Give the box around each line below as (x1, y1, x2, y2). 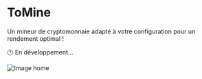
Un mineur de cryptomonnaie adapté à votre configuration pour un (7, 27, 196, 35)
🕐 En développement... (7, 48, 74, 56)
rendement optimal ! (7, 34, 64, 42)
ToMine (7, 5, 52, 20)
